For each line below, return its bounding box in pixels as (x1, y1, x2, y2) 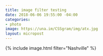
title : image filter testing (5, 7, 67, 13)
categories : (5, 17, 30, 22)
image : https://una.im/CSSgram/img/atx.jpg (5, 26, 98, 32)
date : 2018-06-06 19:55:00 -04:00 (5, 12, 78, 17)
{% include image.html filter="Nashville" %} (5, 45, 97, 51)
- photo (5, 21, 22, 27)
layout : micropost (5, 31, 44, 36)
